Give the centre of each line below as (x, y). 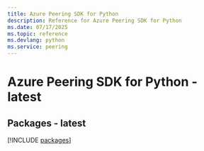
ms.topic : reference (38, 34)
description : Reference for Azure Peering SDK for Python (95, 21)
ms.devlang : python (36, 40)
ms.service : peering (38, 47)
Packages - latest (47, 123)
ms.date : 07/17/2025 (38, 27)
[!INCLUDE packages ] (39, 140)
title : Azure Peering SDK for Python (63, 14)
